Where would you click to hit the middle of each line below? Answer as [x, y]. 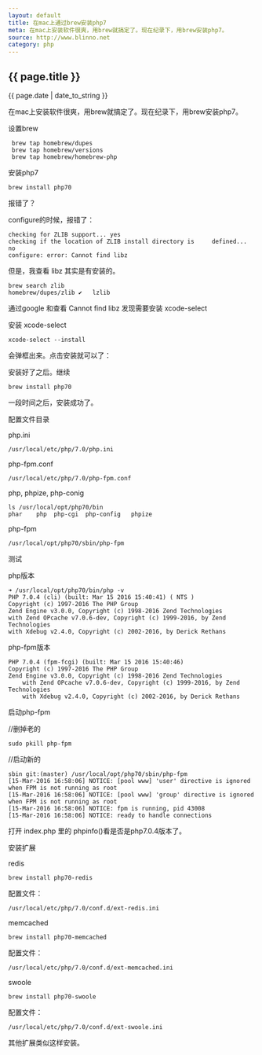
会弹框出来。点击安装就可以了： [60, 355]
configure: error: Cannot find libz [68, 255]
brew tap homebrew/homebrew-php [64, 157]
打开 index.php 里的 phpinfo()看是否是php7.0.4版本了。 [97, 831]
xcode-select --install [47, 340]
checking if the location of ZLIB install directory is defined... [127, 241]
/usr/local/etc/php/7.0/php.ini [61, 449]
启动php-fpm [29, 711]
